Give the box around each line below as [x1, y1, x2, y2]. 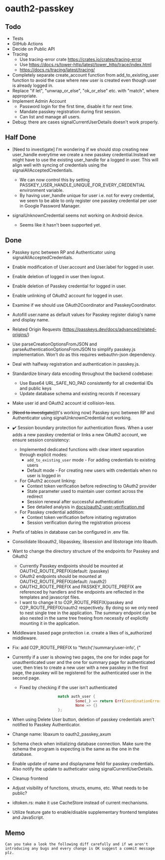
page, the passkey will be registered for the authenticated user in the [12, 669, 152, 676]
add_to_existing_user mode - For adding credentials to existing [27, 457, 156, 462]
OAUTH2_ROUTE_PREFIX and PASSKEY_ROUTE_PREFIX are [19, 583, 142, 590]
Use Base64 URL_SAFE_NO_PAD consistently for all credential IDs [19, 380, 153, 386]
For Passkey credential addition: [19, 509, 84, 515]
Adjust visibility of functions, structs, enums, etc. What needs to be [12, 785, 148, 791]
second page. [12, 675, 40, 681]
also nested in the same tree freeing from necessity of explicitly [19, 615, 149, 621]
